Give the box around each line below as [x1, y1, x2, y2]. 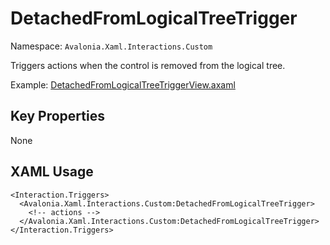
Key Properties [10, 108, 105, 125]
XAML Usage [10, 163, 94, 181]
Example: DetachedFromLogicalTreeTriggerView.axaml [10, 78, 236, 91]
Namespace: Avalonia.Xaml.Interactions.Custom [10, 40, 213, 52]
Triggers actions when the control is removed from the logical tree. [10, 59, 286, 71]
